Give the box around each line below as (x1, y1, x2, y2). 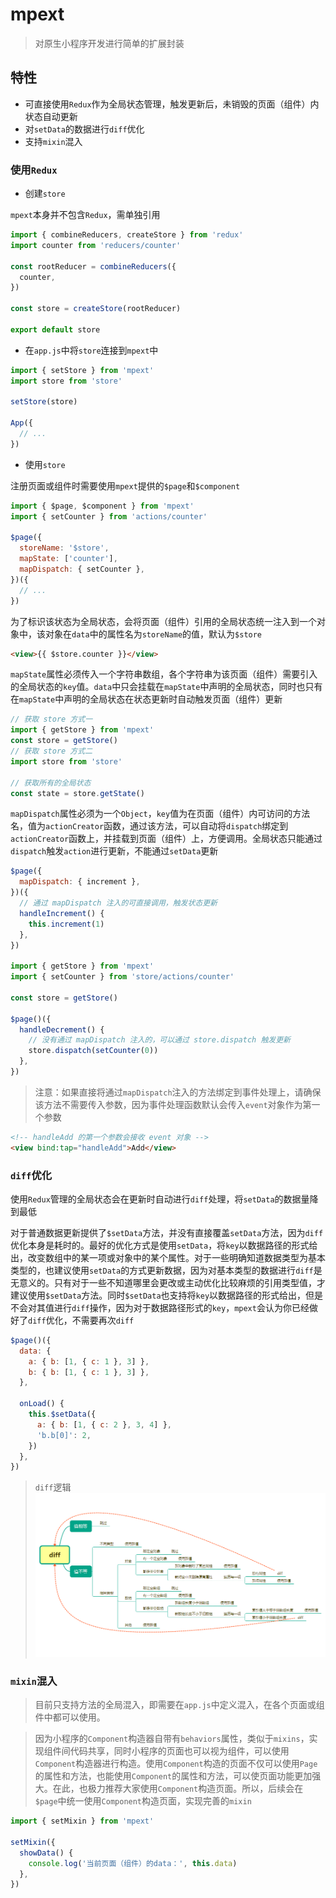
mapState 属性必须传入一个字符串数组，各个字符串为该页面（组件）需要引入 (10, 668, 318, 680)
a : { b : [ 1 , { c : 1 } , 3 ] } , (28, 1356, 150, 1367)
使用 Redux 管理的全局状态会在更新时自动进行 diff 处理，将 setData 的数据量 (10, 1193, 310, 1205)
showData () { (19, 1848, 74, 1858)
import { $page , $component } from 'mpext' (10, 501, 195, 511)
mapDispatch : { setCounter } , (19, 564, 145, 575)
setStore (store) (10, 397, 78, 407)
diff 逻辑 (34, 1481, 72, 1493)
